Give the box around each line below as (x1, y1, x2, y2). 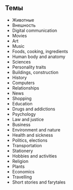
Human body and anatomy (12, 54, 66, 60)
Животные (12, 17, 35, 23)
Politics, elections (12, 137, 48, 143)
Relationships (12, 85, 39, 91)
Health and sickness (12, 132, 54, 138)
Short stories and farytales (12, 179, 66, 185)
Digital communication (12, 27, 57, 33)
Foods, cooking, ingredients (12, 48, 68, 54)
